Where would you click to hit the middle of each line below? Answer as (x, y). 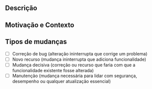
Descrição (21, 8)
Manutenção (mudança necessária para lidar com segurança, (75, 76)
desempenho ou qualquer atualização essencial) (61, 81)
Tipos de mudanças (36, 42)
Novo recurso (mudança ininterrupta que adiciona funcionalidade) (79, 59)
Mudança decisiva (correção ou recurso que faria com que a (74, 65)
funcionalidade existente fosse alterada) (53, 70)
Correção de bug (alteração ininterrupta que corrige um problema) (80, 53)
